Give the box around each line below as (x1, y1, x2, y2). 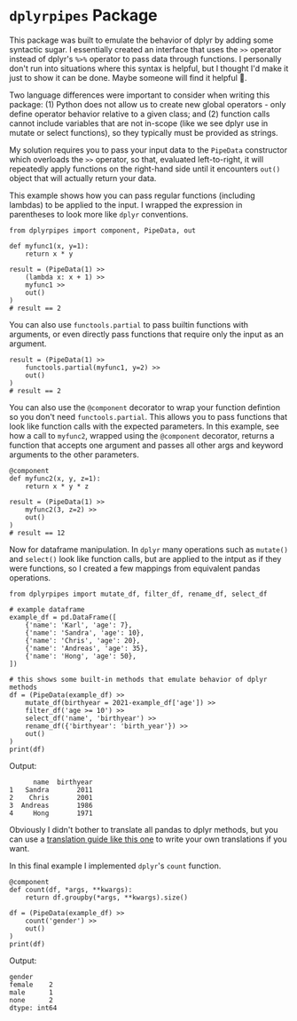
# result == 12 (9, 528, 66, 537)
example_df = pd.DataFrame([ (9, 613, 117, 621)
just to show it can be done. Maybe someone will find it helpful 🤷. (9, 72, 247, 83)
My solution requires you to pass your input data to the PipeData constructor (9, 144, 288, 155)
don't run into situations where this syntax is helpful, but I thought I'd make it (9, 63, 289, 74)
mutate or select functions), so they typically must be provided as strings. (9, 127, 278, 138)
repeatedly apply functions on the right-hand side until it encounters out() (9, 163, 281, 174)
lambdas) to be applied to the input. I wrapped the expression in (9, 199, 243, 210)
